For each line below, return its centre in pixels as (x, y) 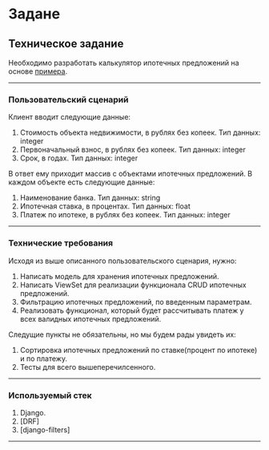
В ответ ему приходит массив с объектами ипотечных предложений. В (130, 174)
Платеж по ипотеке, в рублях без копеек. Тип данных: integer (125, 215)
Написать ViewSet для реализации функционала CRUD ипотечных (133, 285)
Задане (34, 14)
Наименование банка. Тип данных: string (90, 198)
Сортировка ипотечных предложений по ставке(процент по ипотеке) (139, 350)
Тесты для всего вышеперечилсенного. (88, 367)
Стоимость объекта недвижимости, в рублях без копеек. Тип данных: (140, 132)
